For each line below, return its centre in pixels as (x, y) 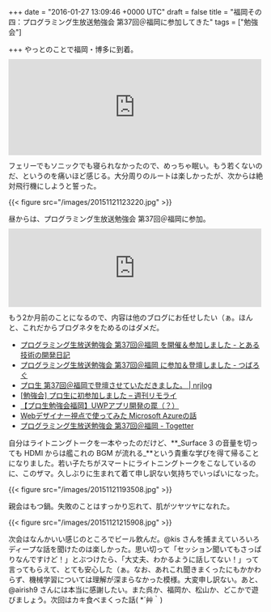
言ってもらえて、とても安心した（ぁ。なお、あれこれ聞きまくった (117, 569)
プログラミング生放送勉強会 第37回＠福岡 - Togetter (107, 426)
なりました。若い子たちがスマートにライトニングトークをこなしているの (135, 463)
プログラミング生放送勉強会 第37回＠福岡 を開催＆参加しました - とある (140, 345)
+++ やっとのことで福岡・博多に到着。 (73, 49)
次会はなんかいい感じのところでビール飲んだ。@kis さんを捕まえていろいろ (134, 539)
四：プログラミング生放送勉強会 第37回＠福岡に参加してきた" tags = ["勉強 (133, 22)
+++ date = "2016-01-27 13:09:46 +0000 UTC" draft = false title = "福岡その (135, 12)
